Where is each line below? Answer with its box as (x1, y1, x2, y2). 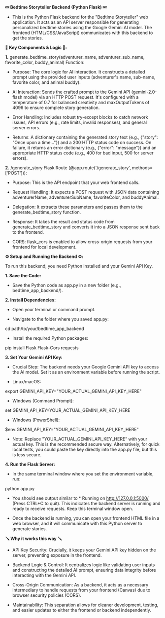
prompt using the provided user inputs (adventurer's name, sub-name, (12, 74, 156, 80)
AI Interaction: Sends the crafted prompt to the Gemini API (12, 89, 131, 95)
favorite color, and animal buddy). (12, 79, 81, 85)
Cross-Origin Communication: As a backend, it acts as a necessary (12, 582, 149, 587)
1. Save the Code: (5, 273, 41, 278)
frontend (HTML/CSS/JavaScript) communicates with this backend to (12, 30, 153, 36)
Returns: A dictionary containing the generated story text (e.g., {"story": (12, 134, 159, 140)
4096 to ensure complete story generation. (12, 105, 100, 110)
